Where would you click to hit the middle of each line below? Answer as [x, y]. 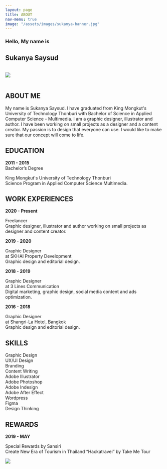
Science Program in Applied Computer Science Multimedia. [66, 183]
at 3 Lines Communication [32, 287]
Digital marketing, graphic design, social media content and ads [71, 292]
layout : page [19, 10]
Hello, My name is [27, 42]
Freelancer [16, 221]
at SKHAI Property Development [38, 256]
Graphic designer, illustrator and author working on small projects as [76, 226]
